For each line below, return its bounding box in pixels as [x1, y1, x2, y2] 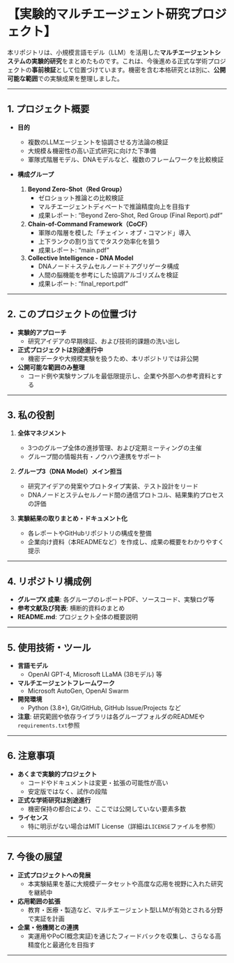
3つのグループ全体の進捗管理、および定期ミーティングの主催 [27, 444, 202, 452]
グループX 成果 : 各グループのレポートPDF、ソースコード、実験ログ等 [17, 595, 214, 603]
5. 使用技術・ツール [7, 642, 91, 654]
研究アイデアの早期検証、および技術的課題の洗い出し [27, 337, 180, 345]
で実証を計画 [27, 914, 65, 923]
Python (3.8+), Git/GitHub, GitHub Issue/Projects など [27, 704, 181, 711]
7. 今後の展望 [7, 851, 63, 863]
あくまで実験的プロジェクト [17, 769, 97, 778]
